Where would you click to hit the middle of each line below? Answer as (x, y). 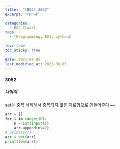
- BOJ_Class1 (23, 28)
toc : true (15, 46)
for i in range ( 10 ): (26, 119)
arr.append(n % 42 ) (32, 128)
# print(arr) (18, 133)
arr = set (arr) (21, 137)
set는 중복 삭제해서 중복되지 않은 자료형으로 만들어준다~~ (60, 105)
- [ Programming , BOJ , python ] (40, 37)
